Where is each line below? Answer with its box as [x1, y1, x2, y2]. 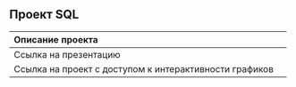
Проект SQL [9, 7, 80, 22]
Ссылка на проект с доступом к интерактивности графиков [13, 62, 275, 75]
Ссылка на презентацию [13, 48, 121, 60]
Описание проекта [13, 33, 98, 45]
